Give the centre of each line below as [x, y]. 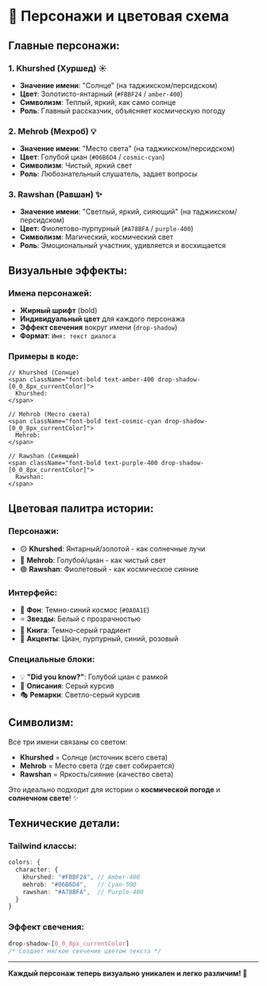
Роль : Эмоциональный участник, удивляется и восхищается [123, 246]
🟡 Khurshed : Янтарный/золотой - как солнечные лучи [112, 549]
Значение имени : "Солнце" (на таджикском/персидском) [118, 85]
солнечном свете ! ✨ [44, 798]
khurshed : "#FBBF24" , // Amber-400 [81, 877]
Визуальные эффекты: [68, 271]
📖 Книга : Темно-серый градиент [75, 630]
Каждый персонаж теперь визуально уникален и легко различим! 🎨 [128, 973]
